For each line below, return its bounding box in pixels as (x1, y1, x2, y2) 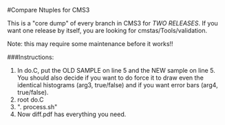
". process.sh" (17, 103, 58, 111)
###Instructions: (7, 53, 54, 61)
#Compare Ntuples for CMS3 (7, 6, 90, 14)
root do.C (17, 95, 44, 104)
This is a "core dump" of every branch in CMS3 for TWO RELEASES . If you (7, 19, 218, 27)
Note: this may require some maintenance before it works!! (7, 40, 173, 47)
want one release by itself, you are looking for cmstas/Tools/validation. (7, 27, 208, 34)
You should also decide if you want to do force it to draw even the (17, 73, 204, 82)
